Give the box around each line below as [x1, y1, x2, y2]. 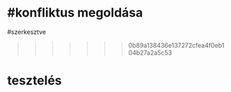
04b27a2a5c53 [128, 48, 173, 57]
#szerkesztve [7, 28, 47, 36]
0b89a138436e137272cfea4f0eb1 [128, 41, 225, 49]
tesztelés [7, 73, 62, 89]
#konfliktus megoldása [7, 5, 143, 21]
